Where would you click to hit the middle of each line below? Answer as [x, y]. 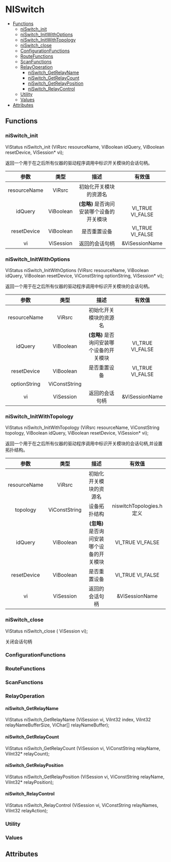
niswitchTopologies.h [137, 506]
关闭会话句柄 [19, 641]
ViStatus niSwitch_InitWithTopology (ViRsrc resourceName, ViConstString [82, 427]
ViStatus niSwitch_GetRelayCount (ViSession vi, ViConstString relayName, [83, 748]
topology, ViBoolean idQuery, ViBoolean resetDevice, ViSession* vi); [77, 433]
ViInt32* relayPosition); [30, 782]
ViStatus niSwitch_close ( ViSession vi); [47, 631]
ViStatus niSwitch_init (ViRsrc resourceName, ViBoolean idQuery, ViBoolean [85, 147]
